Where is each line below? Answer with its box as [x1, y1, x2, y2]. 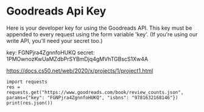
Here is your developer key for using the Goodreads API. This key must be [6, 24, 192, 31]
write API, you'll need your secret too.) [6, 37, 103, 44]
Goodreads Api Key [6, 4, 107, 18]
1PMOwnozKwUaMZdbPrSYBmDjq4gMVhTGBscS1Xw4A [6, 55, 148, 62]
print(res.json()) [6, 100, 53, 106]
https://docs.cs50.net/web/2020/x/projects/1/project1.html [6, 67, 153, 74]
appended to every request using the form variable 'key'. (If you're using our [6, 30, 198, 38]
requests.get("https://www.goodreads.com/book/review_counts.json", [6, 89, 184, 95]
